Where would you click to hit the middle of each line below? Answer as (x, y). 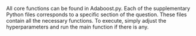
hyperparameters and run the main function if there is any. (78, 27)
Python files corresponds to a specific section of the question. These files (97, 15)
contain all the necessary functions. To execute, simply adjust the (86, 21)
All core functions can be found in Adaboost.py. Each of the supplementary (98, 8)
